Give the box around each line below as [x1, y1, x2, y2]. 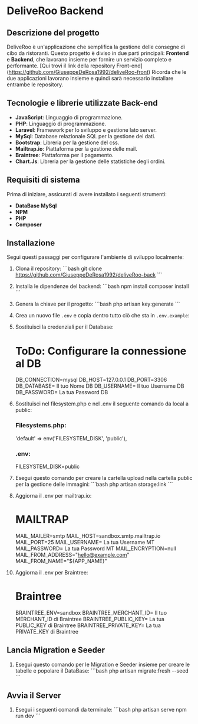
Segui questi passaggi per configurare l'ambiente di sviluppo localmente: [6, 254, 184, 261]
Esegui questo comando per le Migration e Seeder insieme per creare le [15, 661, 190, 668]
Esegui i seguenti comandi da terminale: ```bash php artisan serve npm [15, 706, 187, 713]
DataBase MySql [15, 202, 57, 209]
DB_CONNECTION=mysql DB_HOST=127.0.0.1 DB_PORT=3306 [15, 376, 167, 384]
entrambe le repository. [6, 81, 64, 88]
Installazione [6, 238, 55, 248]
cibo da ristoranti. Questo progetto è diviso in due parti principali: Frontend [6, 50, 189, 57]
